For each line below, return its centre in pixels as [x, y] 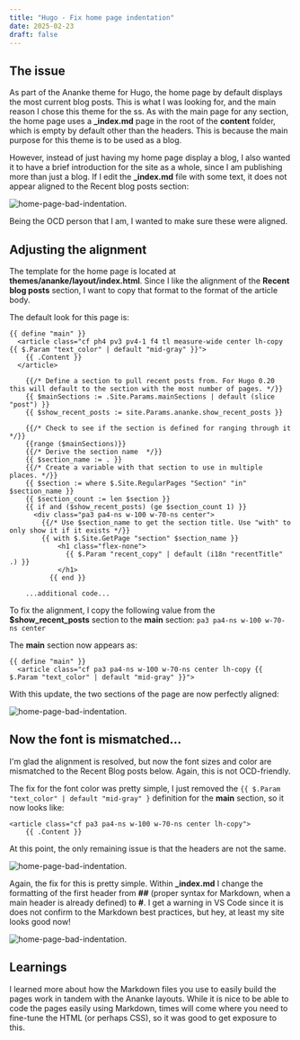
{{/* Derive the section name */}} [94, 452]
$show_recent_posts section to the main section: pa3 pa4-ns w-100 [136, 620]
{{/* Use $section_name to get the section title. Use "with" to [167, 523]
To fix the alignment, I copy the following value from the [112, 610]
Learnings [38, 968]
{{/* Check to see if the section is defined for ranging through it [159, 428]
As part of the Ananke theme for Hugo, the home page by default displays [146, 93]
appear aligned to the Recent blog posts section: [99, 186]
